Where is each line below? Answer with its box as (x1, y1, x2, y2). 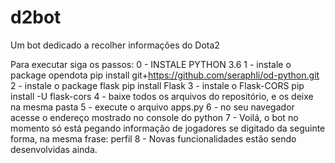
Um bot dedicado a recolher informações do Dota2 (10, 39, 220, 51)
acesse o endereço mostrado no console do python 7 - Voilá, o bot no (10, 111, 299, 123)
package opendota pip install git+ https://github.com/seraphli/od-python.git (10, 69, 320, 81)
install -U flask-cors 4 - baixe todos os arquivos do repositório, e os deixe (10, 90, 314, 102)
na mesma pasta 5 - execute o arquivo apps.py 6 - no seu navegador (10, 101, 295, 113)
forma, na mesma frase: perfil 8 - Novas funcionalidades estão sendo (10, 132, 297, 145)
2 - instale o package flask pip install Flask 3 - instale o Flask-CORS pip (10, 79, 305, 91)
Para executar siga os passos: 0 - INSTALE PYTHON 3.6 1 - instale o (10, 58, 292, 70)
